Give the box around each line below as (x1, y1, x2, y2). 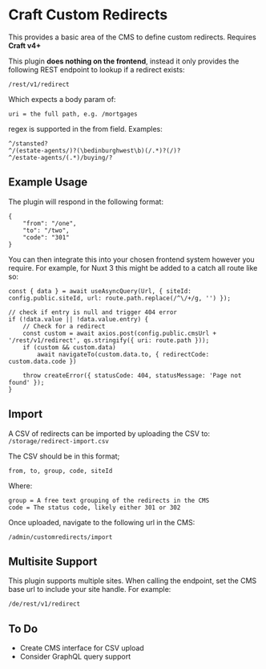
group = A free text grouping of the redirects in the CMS (8, 496, 210, 504)
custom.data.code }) (8, 357, 78, 365)
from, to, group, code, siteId (8, 467, 113, 475)
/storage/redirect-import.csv (8, 437, 110, 445)
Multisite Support (8, 554, 98, 568)
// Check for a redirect (22, 322, 106, 330)
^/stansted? (8, 139, 48, 148)
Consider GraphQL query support (19, 652, 131, 662)
